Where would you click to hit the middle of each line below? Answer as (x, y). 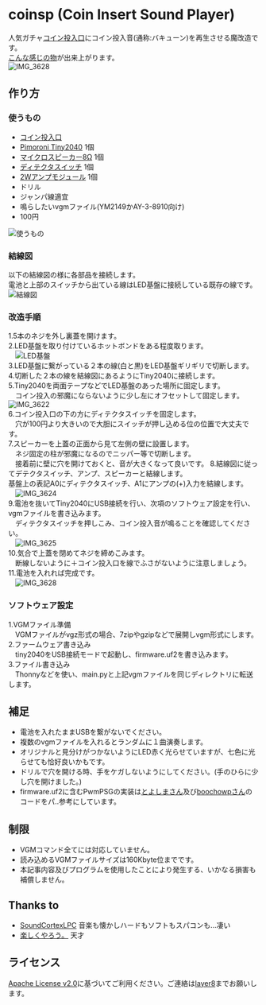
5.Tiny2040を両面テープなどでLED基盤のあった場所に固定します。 (116, 386)
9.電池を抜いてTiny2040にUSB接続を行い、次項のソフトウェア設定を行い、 (132, 503)
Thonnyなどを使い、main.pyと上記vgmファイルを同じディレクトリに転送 (134, 674)
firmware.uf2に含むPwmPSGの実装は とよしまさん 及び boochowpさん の (136, 792)
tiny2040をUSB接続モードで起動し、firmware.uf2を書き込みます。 (123, 654)
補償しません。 (44, 879)
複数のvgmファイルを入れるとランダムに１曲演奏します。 (114, 742)
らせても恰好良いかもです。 (64, 762)
